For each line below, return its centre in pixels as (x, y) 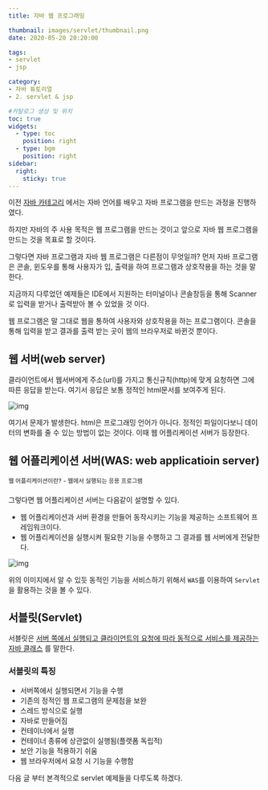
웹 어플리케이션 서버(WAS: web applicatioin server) (134, 461)
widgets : (23, 126)
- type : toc (36, 134)
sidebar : (23, 163)
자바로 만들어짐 (44, 720)
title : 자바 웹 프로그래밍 (47, 16)
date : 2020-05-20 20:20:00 (53, 38)
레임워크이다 (40, 527)
